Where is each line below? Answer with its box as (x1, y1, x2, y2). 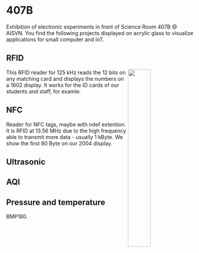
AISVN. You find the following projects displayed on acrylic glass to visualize (6, 29, 194, 36)
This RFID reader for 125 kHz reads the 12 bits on (6, 69, 126, 76)
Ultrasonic (6, 157, 46, 167)
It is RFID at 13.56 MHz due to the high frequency (6, 127, 127, 134)
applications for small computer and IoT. (6, 36, 105, 43)
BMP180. (6, 213, 28, 220)
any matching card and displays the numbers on (6, 75, 124, 82)
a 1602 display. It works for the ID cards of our (6, 81, 119, 88)
